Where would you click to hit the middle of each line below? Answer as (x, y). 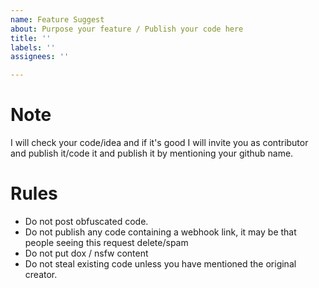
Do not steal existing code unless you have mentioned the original (160, 264)
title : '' (31, 38)
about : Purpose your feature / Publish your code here (127, 29)
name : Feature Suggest (57, 19)
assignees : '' (40, 57)
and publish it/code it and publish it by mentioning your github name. (152, 153)
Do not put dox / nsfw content (86, 253)
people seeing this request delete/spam (106, 242)
